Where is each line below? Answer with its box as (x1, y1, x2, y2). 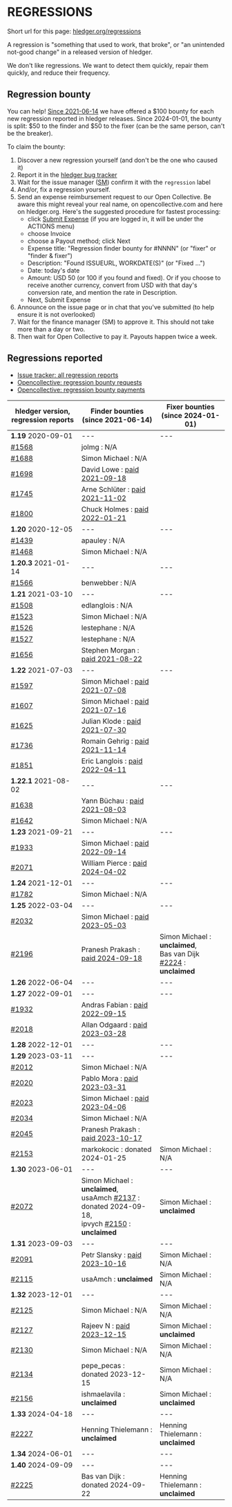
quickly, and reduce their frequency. (7, 68, 110, 77)
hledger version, (14, 406, 70, 416)
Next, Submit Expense (27, 295, 91, 304)
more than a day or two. (17, 325, 86, 333)
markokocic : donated (81, 1144, 152, 1154)
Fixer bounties (166, 402, 215, 412)
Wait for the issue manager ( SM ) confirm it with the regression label (17, 178, 211, 186)
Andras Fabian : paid (81, 1000, 148, 1010)
